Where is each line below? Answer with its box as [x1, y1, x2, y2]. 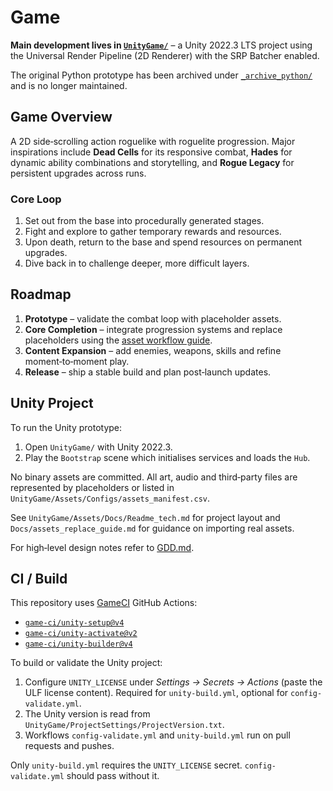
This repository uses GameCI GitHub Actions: [10, 597, 198, 609]
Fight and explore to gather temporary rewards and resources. [24, 226, 282, 238]
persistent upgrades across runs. [10, 167, 147, 179]
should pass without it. [66, 770, 160, 782]
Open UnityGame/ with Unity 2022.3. [24, 441, 173, 453]
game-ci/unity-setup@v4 [24, 618, 125, 628]
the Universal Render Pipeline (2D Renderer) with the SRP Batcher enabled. [10, 49, 320, 61]
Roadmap [10, 286, 72, 303]
